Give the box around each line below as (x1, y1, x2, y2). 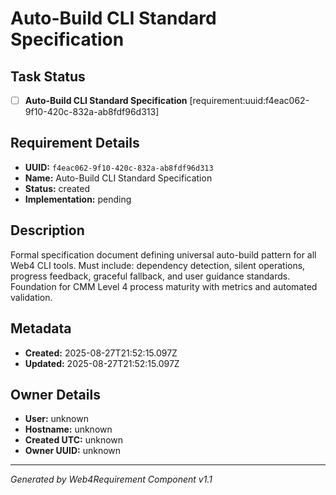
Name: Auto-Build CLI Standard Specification (24, 172, 213, 184)
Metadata (10, 320, 72, 337)
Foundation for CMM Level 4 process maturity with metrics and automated (10, 280, 318, 292)
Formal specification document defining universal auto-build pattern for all (10, 248, 317, 261)
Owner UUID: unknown (24, 445, 122, 457)
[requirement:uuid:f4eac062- (189, 95, 310, 106)
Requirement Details (10, 135, 140, 152)
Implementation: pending (24, 193, 132, 205)
